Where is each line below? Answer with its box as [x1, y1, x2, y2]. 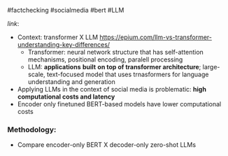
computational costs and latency [17, 92, 115, 101]
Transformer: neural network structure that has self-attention [27, 48, 204, 56]
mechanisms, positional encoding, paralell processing [27, 55, 183, 64]
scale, [27, 70, 45, 78]
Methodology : [7, 125, 57, 134]
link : [7, 20, 20, 27]
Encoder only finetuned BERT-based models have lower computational [17, 100, 222, 108]
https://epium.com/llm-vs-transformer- [99, 33, 212, 41]
